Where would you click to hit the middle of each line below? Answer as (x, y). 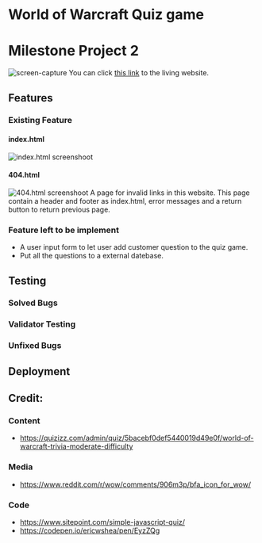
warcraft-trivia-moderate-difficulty (76, 446)
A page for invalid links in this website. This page (170, 193)
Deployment (39, 371)
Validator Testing (42, 324)
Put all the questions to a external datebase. (92, 256)
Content (25, 421)
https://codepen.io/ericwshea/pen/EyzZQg (90, 530)
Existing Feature (40, 120)
